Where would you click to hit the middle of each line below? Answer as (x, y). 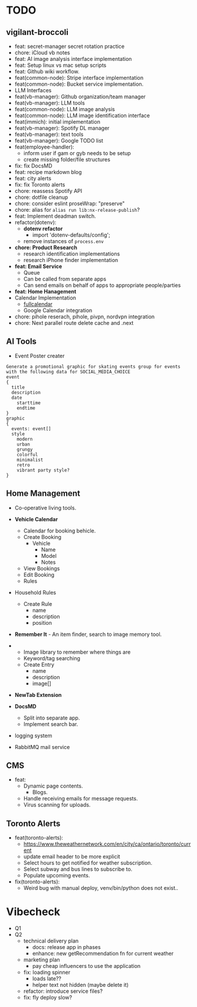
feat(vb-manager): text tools (49, 134)
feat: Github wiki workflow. (47, 71)
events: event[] (31, 429)
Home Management (43, 494)
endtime (26, 408)
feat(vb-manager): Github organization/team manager (80, 96)
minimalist (30, 460)
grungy (25, 449)
